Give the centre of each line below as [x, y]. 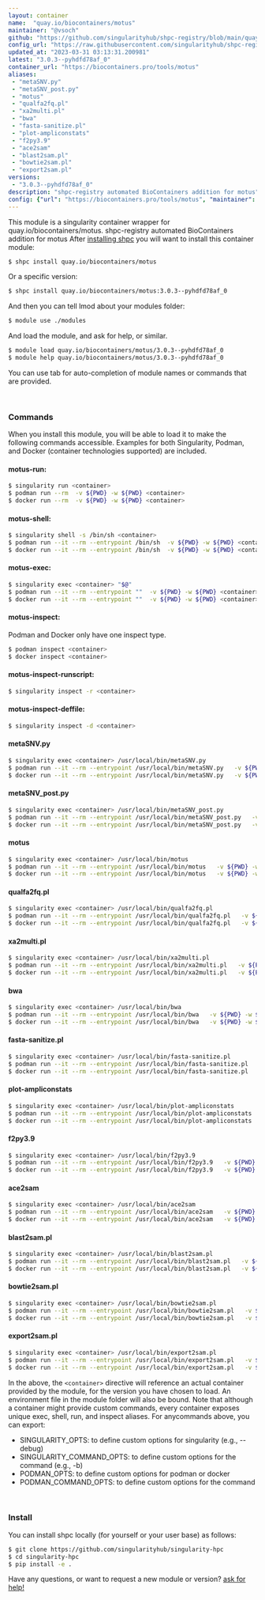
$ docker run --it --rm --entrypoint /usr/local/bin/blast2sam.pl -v [128, 1269]
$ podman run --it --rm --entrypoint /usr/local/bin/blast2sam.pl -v [128, 1261]
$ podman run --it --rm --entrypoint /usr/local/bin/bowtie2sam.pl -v [130, 1311]
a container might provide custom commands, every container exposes [124, 1408]
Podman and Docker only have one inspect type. [88, 634]
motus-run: [28, 469]
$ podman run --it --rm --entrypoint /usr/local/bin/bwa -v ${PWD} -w [130, 1014]
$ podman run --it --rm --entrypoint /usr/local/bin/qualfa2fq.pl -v [128, 916]
